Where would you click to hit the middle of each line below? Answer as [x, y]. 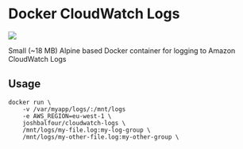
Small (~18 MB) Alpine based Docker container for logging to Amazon [122, 50]
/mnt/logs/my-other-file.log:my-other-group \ [101, 137]
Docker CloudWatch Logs [94, 14]
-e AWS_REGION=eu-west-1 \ [67, 116]
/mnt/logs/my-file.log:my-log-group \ [87, 130]
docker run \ [30, 102]
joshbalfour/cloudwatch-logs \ [74, 123]
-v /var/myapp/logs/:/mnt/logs [74, 109]
